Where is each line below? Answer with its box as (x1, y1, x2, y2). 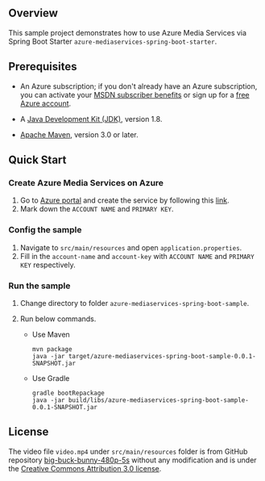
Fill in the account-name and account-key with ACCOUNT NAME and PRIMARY (19, 251, 255, 261)
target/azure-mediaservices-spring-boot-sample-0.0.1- (68, 352, 256, 360)
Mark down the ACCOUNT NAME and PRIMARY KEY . (19, 204, 175, 214)
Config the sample (8, 224, 82, 236)
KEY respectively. (19, 260, 77, 270)
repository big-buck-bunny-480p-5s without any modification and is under (8, 455, 257, 465)
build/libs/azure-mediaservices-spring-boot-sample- (68, 395, 250, 404)
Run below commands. (19, 314, 97, 324)
